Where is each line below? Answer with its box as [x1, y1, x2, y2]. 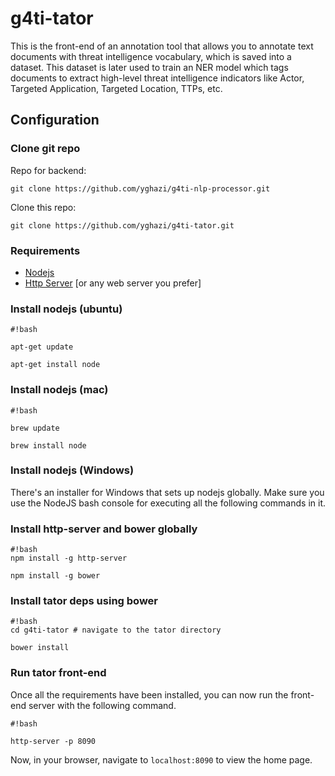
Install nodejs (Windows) [10, 463, 135, 477]
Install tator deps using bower [10, 594, 159, 608]
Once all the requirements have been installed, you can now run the [10, 688, 289, 701]
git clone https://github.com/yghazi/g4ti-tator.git [10, 220, 235, 231]
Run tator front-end [10, 666, 107, 680]
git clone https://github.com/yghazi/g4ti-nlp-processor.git [10, 183, 271, 194]
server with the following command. [28, 699, 177, 711]
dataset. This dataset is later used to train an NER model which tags [10, 61, 289, 73]
